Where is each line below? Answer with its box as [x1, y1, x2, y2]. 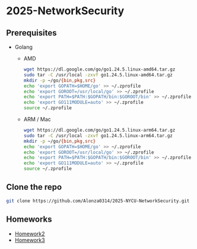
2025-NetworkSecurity [6, 4, 125, 18]
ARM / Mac [23, 116, 52, 123]
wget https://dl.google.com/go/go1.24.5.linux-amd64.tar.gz [23, 66, 176, 72]
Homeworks [6, 215, 52, 225]
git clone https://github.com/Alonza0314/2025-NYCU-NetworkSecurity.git [6, 197, 190, 204]
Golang [14, 43, 33, 50]
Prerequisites [6, 28, 57, 38]
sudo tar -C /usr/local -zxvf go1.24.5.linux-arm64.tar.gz [23, 132, 173, 139]
